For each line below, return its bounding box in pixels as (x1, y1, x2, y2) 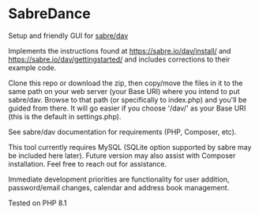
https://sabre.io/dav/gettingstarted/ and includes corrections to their (8, 54, 231, 64)
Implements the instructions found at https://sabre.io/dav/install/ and (8, 46, 231, 55)
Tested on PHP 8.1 (8, 198, 67, 208)
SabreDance (8, 5, 91, 23)
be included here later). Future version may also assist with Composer (8, 151, 236, 160)
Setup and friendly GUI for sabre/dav (8, 31, 129, 40)
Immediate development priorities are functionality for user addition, (8, 175, 230, 184)
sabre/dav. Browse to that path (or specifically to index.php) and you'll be (8, 95, 247, 104)
